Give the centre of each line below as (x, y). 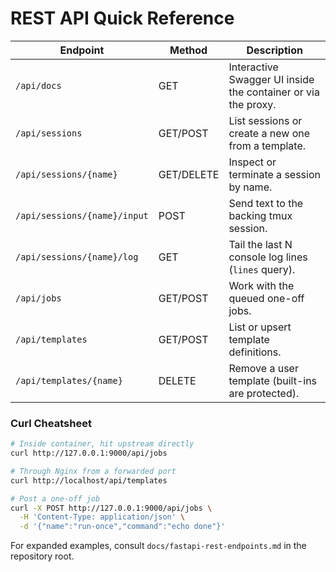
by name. (250, 187)
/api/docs (38, 85)
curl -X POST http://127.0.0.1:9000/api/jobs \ (111, 508)
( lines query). (262, 269)
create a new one (269, 133)
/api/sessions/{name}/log (77, 256)
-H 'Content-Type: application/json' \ (102, 517)
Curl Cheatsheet (51, 423)
